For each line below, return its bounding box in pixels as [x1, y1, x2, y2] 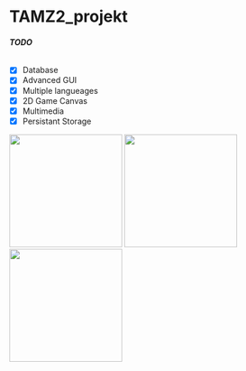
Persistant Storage [22, 116, 92, 126]
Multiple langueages [22, 85, 99, 96]
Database [22, 65, 59, 76]
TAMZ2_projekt [9, 6, 128, 27]
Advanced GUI [22, 75, 77, 86]
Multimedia [22, 106, 65, 116]
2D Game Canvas [22, 95, 88, 106]
